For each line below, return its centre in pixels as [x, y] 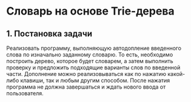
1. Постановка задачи [49, 34]
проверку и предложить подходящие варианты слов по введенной [93, 67]
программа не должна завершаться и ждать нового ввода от [86, 87]
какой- [176, 74]
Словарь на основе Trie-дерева [90, 11]
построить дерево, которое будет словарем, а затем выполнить [90, 61]
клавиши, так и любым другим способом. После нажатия [95, 80]
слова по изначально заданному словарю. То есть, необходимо [90, 55]
